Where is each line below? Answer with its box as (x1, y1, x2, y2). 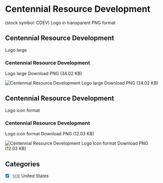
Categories (5, 160, 40, 168)
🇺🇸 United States (12, 173, 49, 179)
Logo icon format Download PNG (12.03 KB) (5, 131, 95, 137)
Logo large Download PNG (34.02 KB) (5, 70, 82, 77)
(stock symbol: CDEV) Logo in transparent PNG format (5, 20, 116, 26)
